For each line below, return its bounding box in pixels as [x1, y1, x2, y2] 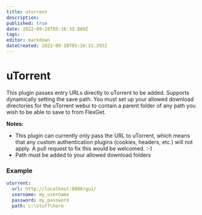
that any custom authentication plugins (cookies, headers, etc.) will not [15, 138, 193, 146]
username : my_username [12, 191, 69, 197]
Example [6, 166, 33, 175]
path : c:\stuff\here [12, 203, 64, 209]
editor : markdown [6, 37, 50, 43]
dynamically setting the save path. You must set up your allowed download [6, 95, 194, 103]
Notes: [6, 120, 24, 128]
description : [6, 15, 40, 21]
